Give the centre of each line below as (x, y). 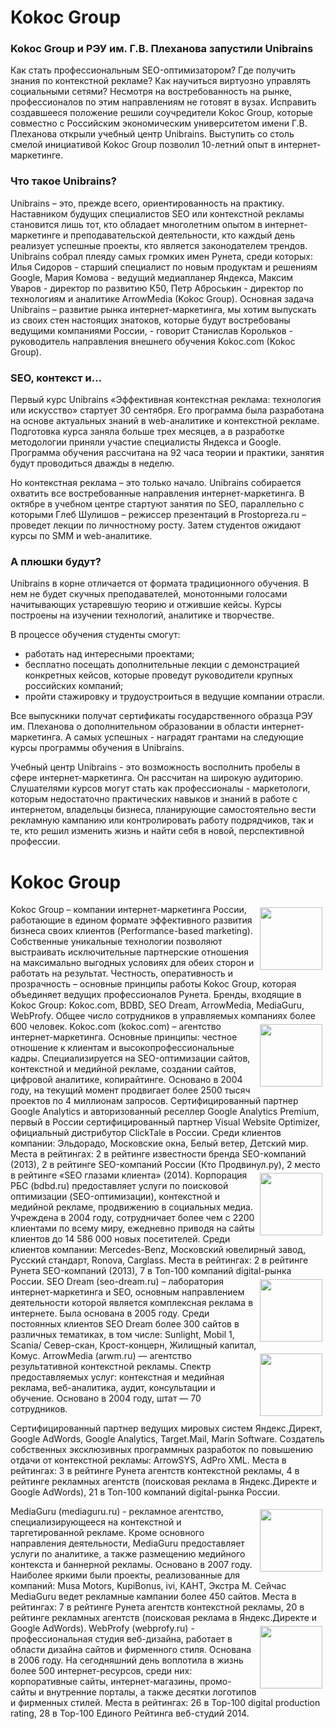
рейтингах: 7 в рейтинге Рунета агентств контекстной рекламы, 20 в (157, 1607)
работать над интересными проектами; (109, 654)
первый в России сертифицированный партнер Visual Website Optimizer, (165, 1122)
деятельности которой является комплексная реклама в (132, 1303)
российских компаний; (74, 686)
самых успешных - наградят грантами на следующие (188, 737)
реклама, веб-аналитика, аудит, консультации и (113, 1388)
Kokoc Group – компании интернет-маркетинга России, (128, 910)
